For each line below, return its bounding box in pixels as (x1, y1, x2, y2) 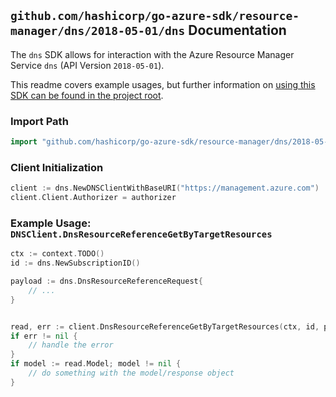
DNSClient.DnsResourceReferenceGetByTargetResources (10, 228, 273, 240)
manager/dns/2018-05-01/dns (10, 24, 186, 39)
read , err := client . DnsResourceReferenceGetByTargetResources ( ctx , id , (10, 321, 320, 332)
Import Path (10, 114, 69, 128)
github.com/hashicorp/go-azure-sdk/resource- (10, 9, 300, 24)
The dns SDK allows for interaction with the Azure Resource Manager (10, 48, 295, 60)
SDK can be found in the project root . (10, 89, 164, 101)
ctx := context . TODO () (10, 249, 105, 259)
